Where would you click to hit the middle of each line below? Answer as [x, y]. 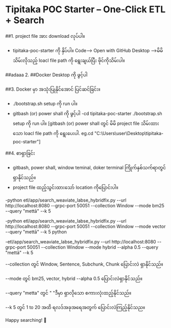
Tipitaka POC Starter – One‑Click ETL [86, 9]
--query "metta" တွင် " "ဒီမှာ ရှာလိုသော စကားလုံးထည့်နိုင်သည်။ [68, 293]
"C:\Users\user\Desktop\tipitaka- [129, 133]
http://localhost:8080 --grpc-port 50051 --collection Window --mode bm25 [85, 205]
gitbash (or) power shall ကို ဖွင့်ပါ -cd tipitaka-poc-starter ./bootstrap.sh [87, 113]
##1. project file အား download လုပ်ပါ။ [45, 36]
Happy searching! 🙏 [26, 320]
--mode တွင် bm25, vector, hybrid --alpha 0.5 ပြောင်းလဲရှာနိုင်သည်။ [74, 278]
